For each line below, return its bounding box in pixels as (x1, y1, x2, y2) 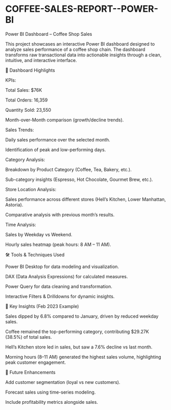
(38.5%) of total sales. (5, 334, 52, 340)
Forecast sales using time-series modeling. (5, 389, 96, 395)
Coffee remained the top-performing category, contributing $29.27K (5, 329, 149, 335)
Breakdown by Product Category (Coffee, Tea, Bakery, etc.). (5, 166, 132, 172)
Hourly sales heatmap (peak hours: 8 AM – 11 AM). (5, 241, 111, 248)
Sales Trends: (5, 127, 34, 133)
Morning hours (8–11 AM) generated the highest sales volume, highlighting (5, 354, 162, 360)
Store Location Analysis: (5, 186, 57, 192)
